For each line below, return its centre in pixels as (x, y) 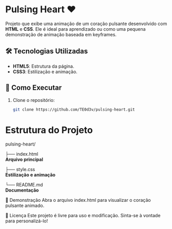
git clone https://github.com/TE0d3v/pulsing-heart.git (74, 109)
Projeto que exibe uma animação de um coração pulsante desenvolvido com (86, 24)
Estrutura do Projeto (49, 130)
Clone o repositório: (34, 100)
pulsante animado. (25, 205)
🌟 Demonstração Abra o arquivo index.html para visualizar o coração (78, 200)
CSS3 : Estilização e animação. (45, 71)
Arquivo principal (24, 159)
